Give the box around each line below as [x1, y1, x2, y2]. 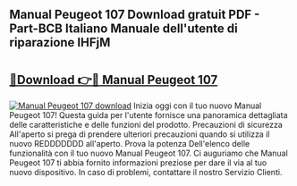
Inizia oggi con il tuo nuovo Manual [133, 100, 262, 111]
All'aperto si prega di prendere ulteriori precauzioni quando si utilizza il [9, 129, 270, 139]
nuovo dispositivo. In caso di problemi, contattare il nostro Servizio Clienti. [9, 167, 283, 177]
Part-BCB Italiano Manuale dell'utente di [9, 21, 239, 37]
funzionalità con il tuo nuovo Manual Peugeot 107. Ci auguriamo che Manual [9, 148, 288, 158]
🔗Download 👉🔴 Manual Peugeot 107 [9, 72, 218, 88]
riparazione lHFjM [9, 35, 111, 50]
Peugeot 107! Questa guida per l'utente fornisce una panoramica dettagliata [9, 110, 288, 120]
